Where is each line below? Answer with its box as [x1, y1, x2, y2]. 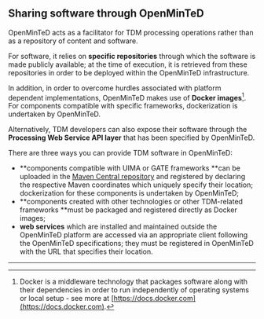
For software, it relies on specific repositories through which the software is [8, 51, 256, 60]
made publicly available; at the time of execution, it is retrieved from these [8, 60, 247, 69]
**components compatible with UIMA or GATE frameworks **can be [19, 163, 241, 173]
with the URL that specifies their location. [19, 247, 153, 256]
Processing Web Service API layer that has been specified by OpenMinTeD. [8, 133, 255, 142]
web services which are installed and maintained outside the [19, 222, 218, 232]
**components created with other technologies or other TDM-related [19, 197, 244, 207]
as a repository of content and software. [8, 36, 139, 46]
